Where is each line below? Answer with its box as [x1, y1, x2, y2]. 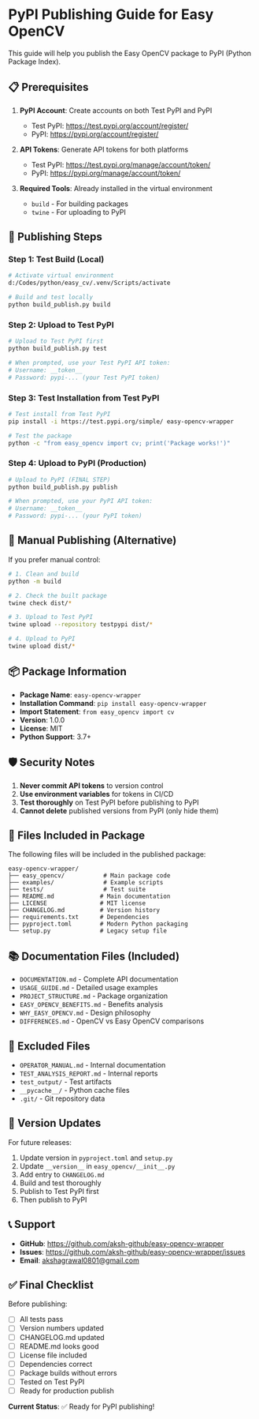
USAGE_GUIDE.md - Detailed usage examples [19, 983, 158, 993]
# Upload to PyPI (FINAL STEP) [8, 475, 111, 483]
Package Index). [8, 57, 61, 66]
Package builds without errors [19, 1368, 117, 1377]
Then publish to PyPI [19, 1195, 87, 1204]
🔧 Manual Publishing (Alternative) [8, 534, 177, 547]
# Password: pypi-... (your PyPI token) [8, 512, 143, 520]
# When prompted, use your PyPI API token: [8, 497, 154, 505]
